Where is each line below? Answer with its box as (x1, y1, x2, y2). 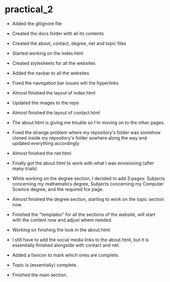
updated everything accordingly (12, 140, 79, 146)
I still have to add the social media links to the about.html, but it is (12, 237, 149, 243)
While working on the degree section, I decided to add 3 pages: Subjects (12, 175, 165, 181)
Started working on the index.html (12, 50, 83, 56)
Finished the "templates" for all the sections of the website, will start (12, 211, 156, 218)
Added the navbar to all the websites (12, 70, 90, 76)
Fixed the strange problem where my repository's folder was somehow (12, 129, 161, 135)
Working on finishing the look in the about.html (12, 226, 110, 233)
